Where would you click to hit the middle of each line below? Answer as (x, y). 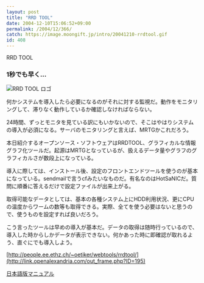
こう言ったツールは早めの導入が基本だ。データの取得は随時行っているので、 (102, 227)
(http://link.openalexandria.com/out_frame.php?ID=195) (76, 261)
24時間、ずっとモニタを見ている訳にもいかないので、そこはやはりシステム (100, 122)
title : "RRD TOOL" (30, 18)
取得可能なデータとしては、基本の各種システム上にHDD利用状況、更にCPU (100, 199)
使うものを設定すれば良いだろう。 (59, 214)
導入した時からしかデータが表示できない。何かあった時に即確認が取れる (97, 235)
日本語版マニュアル (30, 274)
